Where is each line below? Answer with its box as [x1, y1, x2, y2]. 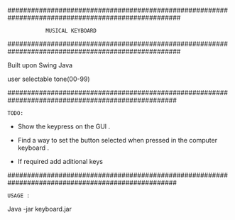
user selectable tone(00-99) [7, 75, 90, 83]
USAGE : [7, 192, 31, 199]
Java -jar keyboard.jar [7, 205, 72, 213]
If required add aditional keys [17, 158, 103, 165]
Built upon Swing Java [7, 61, 73, 70]
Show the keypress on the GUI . [17, 122, 111, 131]
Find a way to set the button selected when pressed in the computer [17, 136, 218, 144]
